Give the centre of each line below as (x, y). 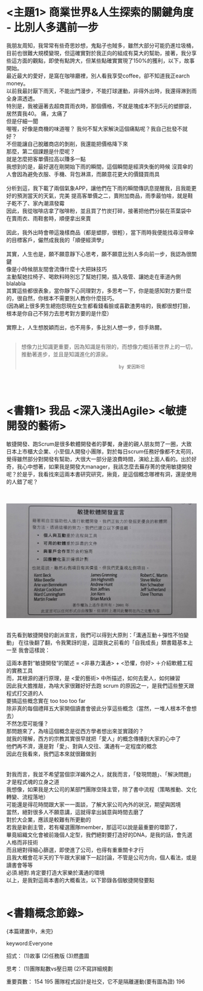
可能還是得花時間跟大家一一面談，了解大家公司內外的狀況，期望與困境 (94, 804)
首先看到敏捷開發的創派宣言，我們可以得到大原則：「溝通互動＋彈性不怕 (95, 635)
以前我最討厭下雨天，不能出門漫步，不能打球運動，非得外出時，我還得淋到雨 (101, 91)
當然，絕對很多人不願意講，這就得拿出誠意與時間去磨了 (75, 812)
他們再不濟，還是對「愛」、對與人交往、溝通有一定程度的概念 (82, 746)
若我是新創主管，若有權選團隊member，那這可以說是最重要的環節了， (93, 827)
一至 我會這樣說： (28, 650)
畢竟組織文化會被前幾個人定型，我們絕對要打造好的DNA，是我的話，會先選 (99, 835)
